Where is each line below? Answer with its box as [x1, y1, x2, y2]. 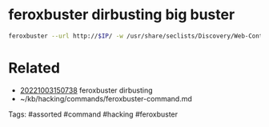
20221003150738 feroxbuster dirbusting [19, 85, 154, 95]
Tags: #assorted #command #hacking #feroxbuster [8, 109, 179, 119]
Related [8, 59, 60, 77]
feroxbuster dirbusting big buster [8, 6, 235, 24]
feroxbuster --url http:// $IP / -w [8, 32, 124, 40]
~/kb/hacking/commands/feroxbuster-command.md [19, 93, 192, 103]
